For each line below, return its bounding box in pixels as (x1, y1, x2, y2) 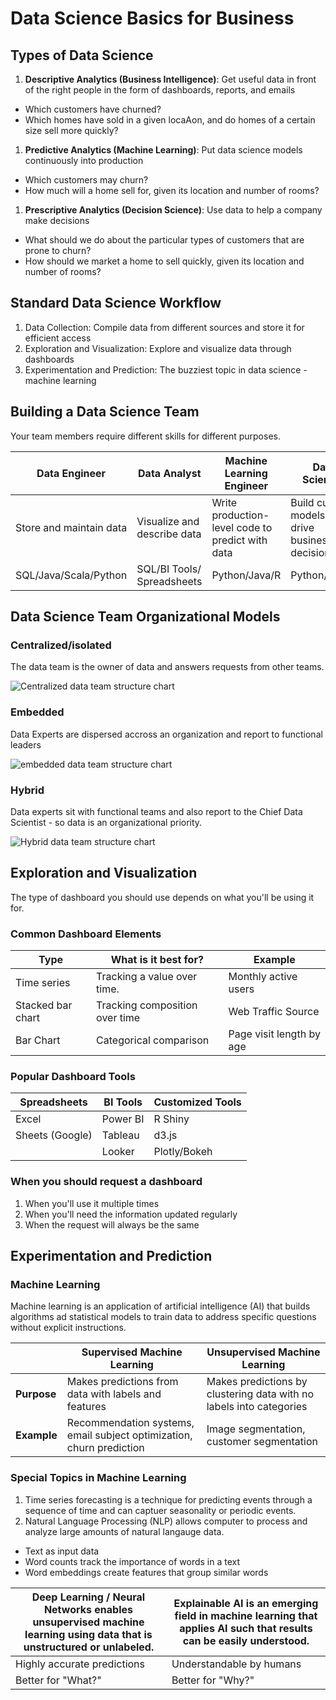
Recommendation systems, (66, 1416, 195, 1430)
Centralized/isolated (10, 638, 112, 652)
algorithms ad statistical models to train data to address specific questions (10, 1311, 317, 1323)
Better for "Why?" (171, 1673, 255, 1687)
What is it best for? (110, 953, 204, 967)
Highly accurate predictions (15, 1657, 146, 1671)
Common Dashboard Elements (10, 927, 162, 941)
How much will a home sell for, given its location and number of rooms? (24, 185, 320, 196)
